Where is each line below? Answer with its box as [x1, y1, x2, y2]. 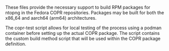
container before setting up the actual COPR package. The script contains [5, 30, 160, 36]
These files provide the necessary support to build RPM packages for [5, 5, 151, 10]
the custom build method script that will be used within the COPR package [5, 35, 161, 41]
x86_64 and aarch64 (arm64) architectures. [5, 15, 97, 21]
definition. [5, 41, 26, 47]
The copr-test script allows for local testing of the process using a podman [5, 25, 162, 31]
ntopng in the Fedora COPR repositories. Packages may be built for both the [5, 10, 164, 16]
